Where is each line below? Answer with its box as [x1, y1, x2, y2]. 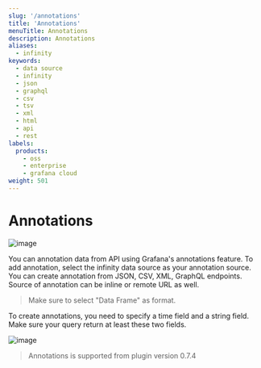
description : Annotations [8, 34, 95, 43]
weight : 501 [8, 177, 48, 186]
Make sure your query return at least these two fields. [8, 320, 187, 329]
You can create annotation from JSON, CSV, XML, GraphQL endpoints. [8, 271, 242, 281]
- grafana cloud [23, 169, 78, 178]
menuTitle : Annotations [8, 27, 89, 35]
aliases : [8, 42, 38, 50]
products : [15, 147, 48, 155]
